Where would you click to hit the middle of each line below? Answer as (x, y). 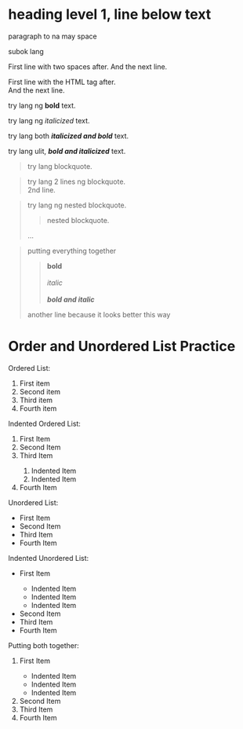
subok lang (26, 51)
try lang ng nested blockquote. (77, 205)
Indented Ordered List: (44, 423)
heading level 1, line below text (110, 15)
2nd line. (42, 189)
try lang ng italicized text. (49, 120)
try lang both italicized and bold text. (69, 136)
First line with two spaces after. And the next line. (88, 66)
